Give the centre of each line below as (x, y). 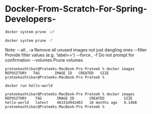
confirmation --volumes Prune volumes (44, 60)
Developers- (31, 19)
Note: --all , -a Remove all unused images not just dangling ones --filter (76, 50)
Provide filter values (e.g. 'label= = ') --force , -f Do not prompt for (70, 55)
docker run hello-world (29, 86)
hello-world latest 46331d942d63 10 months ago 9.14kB (71, 102)
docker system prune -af (30, 32)
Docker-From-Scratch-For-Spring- (76, 9)
